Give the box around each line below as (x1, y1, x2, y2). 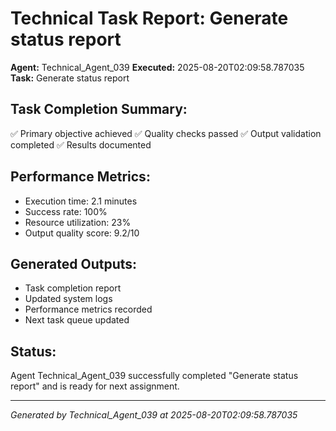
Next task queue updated (24, 314, 130, 326)
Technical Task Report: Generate (10, 7, 289, 30)
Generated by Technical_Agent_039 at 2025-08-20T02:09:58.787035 (10, 409, 298, 421)
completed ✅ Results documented (10, 138, 152, 151)
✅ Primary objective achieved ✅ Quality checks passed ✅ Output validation (10, 127, 322, 139)
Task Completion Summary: (10, 101, 188, 118)
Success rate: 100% (24, 205, 108, 217)
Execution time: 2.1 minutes (24, 195, 138, 207)
